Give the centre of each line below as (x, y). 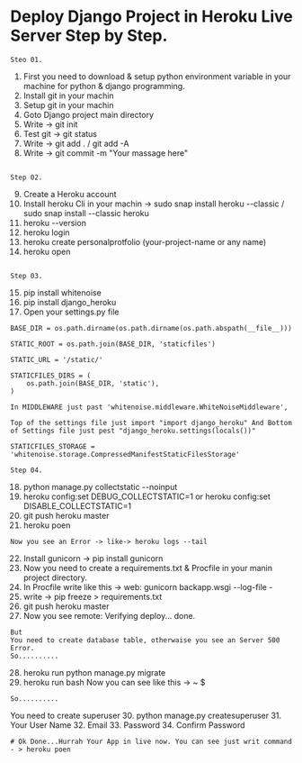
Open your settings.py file (71, 312)
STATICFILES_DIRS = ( (51, 376)
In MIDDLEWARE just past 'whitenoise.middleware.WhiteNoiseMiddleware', (149, 407)
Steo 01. (27, 59)
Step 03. (27, 276)
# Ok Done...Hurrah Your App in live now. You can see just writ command (151, 741)
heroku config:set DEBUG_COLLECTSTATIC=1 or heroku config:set (147, 496)
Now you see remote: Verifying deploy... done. (109, 615)
